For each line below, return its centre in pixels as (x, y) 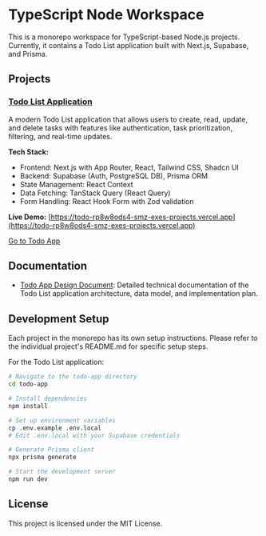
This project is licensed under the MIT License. (85, 523)
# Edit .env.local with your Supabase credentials (94, 435)
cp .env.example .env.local (55, 428)
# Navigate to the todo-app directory (73, 377)
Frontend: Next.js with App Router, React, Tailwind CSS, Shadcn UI (129, 167)
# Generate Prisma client (51, 450)
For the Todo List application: (56, 362)
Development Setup (59, 319)
